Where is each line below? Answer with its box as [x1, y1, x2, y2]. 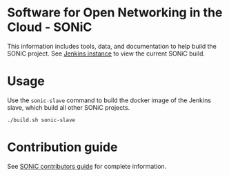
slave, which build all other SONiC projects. [7, 103, 130, 111]
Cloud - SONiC [7, 19, 92, 35]
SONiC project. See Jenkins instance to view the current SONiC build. [7, 49, 206, 58]
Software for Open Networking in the [7, 5, 223, 21]
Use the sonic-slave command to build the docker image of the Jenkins [7, 96, 212, 104]
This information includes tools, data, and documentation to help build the [7, 42, 217, 50]
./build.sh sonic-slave [7, 117, 76, 123]
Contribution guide [7, 139, 118, 155]
